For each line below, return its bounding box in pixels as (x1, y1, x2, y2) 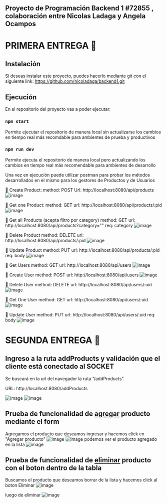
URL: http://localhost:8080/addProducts (5, 385, 88, 391)
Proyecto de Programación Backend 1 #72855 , (5, 4, 154, 13)
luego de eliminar (5, 492, 41, 498)
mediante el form (5, 417, 59, 426)
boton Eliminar (5, 482, 35, 488)
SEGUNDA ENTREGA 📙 (5, 334, 100, 346)
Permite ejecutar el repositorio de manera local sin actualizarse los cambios (5, 129, 161, 135)
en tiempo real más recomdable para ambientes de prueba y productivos (5, 134, 155, 140)
